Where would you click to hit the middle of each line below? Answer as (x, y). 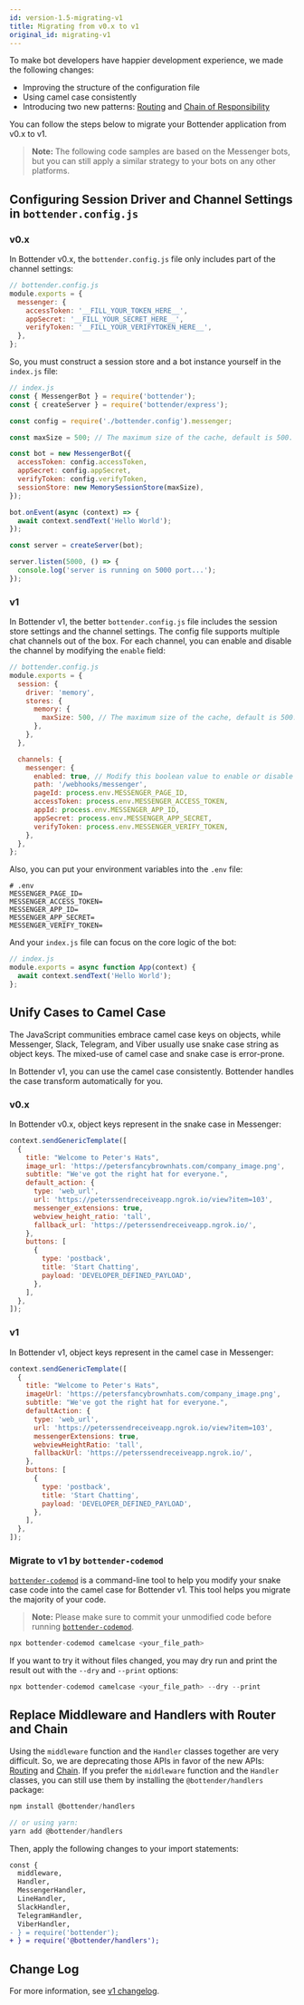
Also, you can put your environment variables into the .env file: (126, 869)
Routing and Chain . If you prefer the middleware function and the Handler (144, 1770)
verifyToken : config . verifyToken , (82, 479)
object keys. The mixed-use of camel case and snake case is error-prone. (147, 1053)
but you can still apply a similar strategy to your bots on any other (153, 161)
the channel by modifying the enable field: (87, 651)
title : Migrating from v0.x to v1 (75, 26)
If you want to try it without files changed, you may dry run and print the (143, 1661)
